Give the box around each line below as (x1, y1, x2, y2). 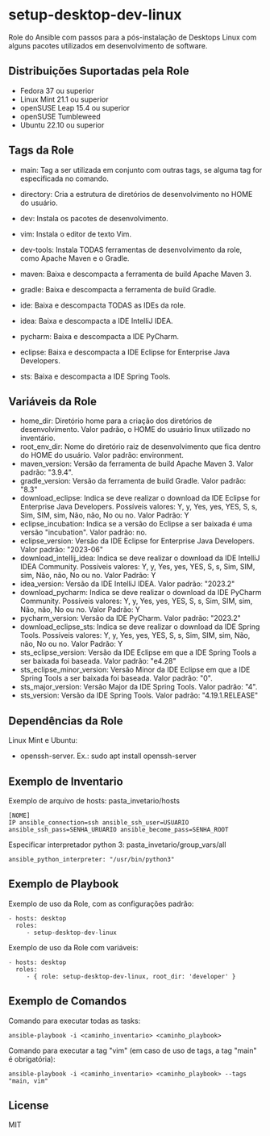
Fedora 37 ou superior (19, 86, 94, 95)
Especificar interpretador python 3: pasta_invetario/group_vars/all (8, 840, 226, 849)
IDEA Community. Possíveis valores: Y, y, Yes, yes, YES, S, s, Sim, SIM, (19, 562, 255, 572)
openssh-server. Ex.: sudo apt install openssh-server (19, 751, 197, 761)
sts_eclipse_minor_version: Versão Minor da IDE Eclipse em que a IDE (19, 664, 251, 675)
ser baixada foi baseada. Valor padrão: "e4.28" (19, 656, 177, 666)
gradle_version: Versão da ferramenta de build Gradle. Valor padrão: (19, 476, 247, 486)
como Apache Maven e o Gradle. (19, 253, 130, 263)
